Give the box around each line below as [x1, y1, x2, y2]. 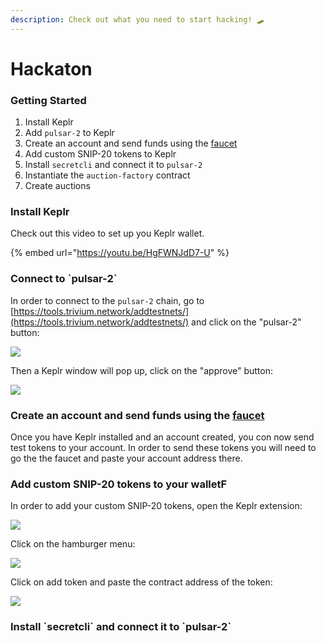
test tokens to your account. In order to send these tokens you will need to [10, 442, 317, 453]
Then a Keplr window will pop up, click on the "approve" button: [10, 364, 273, 376]
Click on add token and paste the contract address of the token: [10, 576, 273, 588]
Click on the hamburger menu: [10, 538, 136, 550]
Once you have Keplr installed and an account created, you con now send [10, 431, 315, 443]
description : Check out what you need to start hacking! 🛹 [10, 14, 265, 25]
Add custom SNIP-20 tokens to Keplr [24, 148, 177, 160]
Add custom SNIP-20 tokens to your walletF [10, 477, 228, 491]
